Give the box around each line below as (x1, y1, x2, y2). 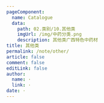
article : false (6, 54, 45, 60)
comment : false (6, 59, 45, 65)
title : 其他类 (6, 43, 40, 49)
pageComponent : (6, 8, 45, 15)
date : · (6, 88, 26, 94)
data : (12, 20, 26, 26)
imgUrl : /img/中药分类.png (17, 32, 82, 38)
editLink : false (6, 65, 47, 71)
